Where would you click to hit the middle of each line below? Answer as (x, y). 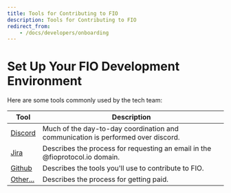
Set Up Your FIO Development (93, 67)
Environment (45, 81)
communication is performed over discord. (111, 137)
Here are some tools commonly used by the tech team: (85, 100)
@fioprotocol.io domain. (81, 157)
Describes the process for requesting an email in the (127, 148)
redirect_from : (29, 26)
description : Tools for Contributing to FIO (72, 20)
